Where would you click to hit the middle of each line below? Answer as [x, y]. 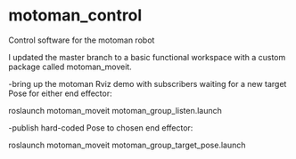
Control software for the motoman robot [82, 40]
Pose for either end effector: [60, 93]
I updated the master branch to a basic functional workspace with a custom [147, 57]
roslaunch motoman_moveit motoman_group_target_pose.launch [127, 145]
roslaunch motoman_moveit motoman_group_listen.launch [115, 110]
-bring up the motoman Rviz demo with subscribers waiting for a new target [148, 83]
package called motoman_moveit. [70, 67]
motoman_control [75, 16]
